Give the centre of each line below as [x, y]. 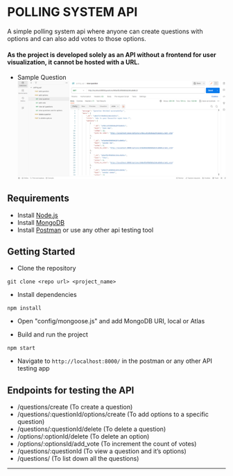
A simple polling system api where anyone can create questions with [105, 31]
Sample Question [42, 78]
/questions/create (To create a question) [75, 407]
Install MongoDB [41, 222]
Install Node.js [37, 215]
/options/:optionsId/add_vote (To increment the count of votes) [107, 444]
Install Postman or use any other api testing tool [85, 230]
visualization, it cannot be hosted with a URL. [74, 62]
